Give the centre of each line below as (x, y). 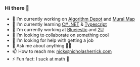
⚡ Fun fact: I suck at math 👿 (40, 59)
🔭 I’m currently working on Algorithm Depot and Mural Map (73, 19)
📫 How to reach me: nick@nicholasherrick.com (62, 51)
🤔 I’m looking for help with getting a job (53, 40)
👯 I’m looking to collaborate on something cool (60, 35)
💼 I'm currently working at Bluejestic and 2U (58, 30)
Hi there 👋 (17, 8)
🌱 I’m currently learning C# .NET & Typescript (59, 24)
